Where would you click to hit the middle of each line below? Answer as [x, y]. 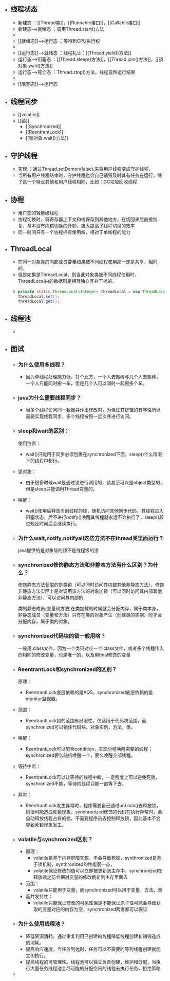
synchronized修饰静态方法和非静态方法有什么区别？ [83, 565]
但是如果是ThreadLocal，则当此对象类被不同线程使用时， [79, 275]
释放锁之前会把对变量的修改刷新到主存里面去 [81, 877]
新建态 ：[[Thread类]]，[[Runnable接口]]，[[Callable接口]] [79, 23]
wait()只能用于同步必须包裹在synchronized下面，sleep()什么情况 [94, 454]
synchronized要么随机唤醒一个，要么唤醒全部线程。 [80, 755]
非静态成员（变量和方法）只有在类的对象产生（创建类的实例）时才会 [90, 615]
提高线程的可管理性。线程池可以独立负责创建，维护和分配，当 [91, 962]
